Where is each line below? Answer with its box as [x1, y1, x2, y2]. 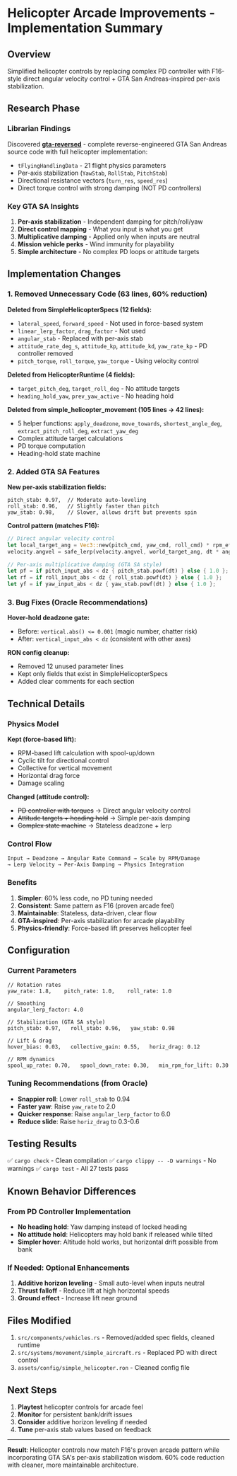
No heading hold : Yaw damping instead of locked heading [17, 1223, 188, 1231]
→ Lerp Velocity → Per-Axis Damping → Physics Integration [7, 862, 185, 869]
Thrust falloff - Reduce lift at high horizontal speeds [17, 1286, 170, 1295]
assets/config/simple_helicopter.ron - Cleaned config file [17, 1363, 190, 1372]
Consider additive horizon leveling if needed [17, 1418, 147, 1426]
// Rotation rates [7, 982, 61, 989]
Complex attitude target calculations [17, 434, 123, 442]
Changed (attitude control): [7, 793, 90, 801]
